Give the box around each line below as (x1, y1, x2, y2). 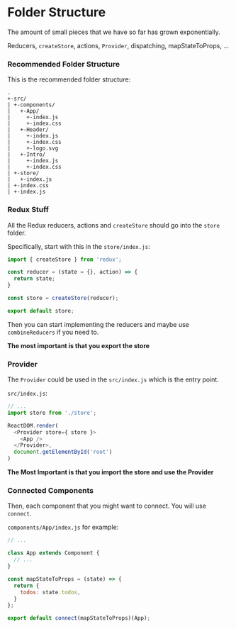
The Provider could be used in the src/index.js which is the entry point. (7, 375, 220, 384)
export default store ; (7, 307, 74, 314)
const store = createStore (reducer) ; (7, 295, 119, 302)
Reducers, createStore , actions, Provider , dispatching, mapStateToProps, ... (7, 41, 229, 50)
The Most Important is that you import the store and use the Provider (7, 468, 214, 477)
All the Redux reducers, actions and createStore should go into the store (7, 221, 220, 229)
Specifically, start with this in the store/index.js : (7, 242, 150, 250)
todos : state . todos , (20, 589, 81, 596)
